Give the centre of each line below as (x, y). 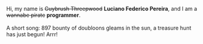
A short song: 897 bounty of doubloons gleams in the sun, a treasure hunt (99, 28)
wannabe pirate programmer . (43, 15)
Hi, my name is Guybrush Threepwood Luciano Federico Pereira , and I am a (102, 9)
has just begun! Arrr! (32, 34)
